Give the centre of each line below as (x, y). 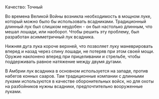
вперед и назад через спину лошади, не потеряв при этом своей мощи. (79, 51)
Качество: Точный (24, 7)
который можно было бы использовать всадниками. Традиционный (76, 21)
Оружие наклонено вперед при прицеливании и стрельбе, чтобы (73, 57)
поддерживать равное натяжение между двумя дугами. (64, 62)
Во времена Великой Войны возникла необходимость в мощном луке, (78, 16)
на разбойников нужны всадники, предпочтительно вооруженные (74, 86)
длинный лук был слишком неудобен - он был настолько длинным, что (79, 27)
